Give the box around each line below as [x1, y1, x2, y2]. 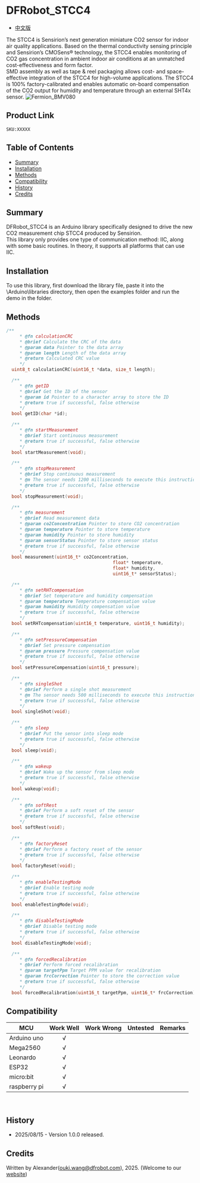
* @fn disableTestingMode [19, 918, 84, 924]
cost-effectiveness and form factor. [6, 61, 93, 69]
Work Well [49, 1024, 79, 1032]
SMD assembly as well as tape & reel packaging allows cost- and [6, 68, 165, 75]
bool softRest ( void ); [11, 825, 65, 830]
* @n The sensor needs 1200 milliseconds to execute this [19, 477, 167, 483]
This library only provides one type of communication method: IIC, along [6, 236, 184, 243]
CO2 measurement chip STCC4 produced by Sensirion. [6, 229, 142, 237]
